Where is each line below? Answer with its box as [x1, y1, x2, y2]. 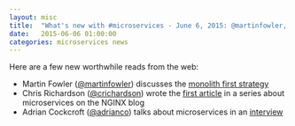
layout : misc [9, 12, 58, 22]
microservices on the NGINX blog [21, 98, 144, 108]
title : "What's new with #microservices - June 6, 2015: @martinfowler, [9, 21, 288, 30]
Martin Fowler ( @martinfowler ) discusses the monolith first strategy [21, 78, 269, 89]
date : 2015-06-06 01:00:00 [9, 29, 117, 38]
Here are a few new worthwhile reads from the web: [9, 62, 199, 72]
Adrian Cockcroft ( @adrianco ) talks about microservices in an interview [21, 107, 283, 117]
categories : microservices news [9, 37, 128, 47]
